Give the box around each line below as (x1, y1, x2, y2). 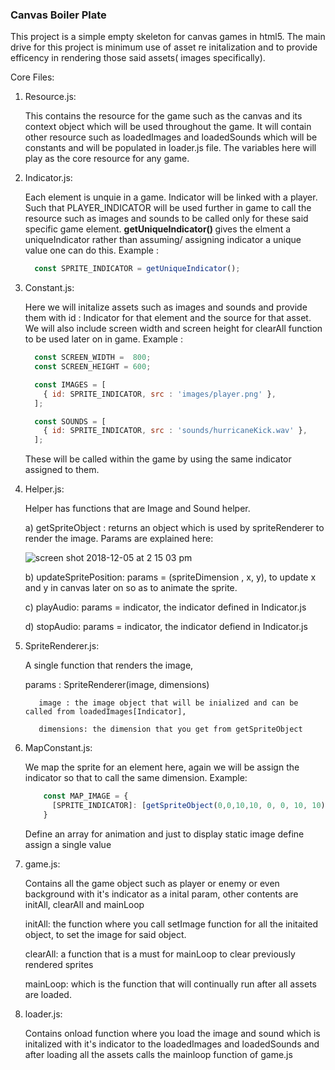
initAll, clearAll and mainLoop (24, 898, 145, 910)
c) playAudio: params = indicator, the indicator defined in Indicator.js (24, 601, 307, 613)
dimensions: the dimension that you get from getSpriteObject (38, 724, 303, 735)
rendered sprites (24, 958, 94, 970)
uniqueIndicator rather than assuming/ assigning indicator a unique (24, 234, 302, 246)
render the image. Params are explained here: (24, 533, 214, 545)
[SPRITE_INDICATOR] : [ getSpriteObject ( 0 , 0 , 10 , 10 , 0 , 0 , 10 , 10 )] (51, 801, 330, 811)
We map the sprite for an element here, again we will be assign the (24, 761, 300, 773)
